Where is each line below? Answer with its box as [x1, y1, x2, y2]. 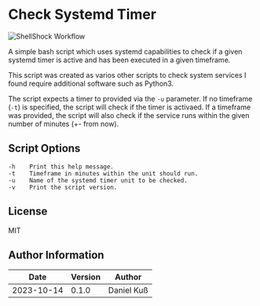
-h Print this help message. [8, 163, 114, 171]
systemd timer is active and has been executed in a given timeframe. [8, 55, 231, 65]
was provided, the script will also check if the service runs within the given [8, 110, 250, 120]
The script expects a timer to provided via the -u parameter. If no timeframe [8, 94, 253, 103]
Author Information [8, 248, 104, 261]
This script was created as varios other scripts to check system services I [8, 70, 247, 79]
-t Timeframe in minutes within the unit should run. [8, 169, 199, 178]
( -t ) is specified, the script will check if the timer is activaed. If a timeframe [8, 102, 251, 112]
